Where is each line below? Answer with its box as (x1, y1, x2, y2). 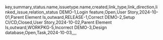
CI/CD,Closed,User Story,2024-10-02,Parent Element (5, 19, 112, 25)
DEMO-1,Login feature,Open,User (59, 9, 127, 15)
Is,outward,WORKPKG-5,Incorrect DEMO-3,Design (5, 25, 107, 30)
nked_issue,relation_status (5, 9, 59, 15)
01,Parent (5, 14, 24, 20)
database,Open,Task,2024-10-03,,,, (5, 30, 77, 35)
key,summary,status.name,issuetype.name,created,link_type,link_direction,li (5, 4, 158, 10)
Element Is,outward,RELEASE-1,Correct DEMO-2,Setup (25, 14, 135, 20)
